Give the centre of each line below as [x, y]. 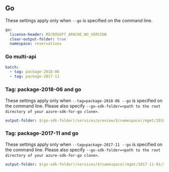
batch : [12, 67]
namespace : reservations [36, 44]
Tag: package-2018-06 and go [43, 89]
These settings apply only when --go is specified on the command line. [79, 20]
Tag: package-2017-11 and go [42, 133]
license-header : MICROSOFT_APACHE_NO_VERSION [58, 34]
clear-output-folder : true [38, 39]
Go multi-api [21, 56]
